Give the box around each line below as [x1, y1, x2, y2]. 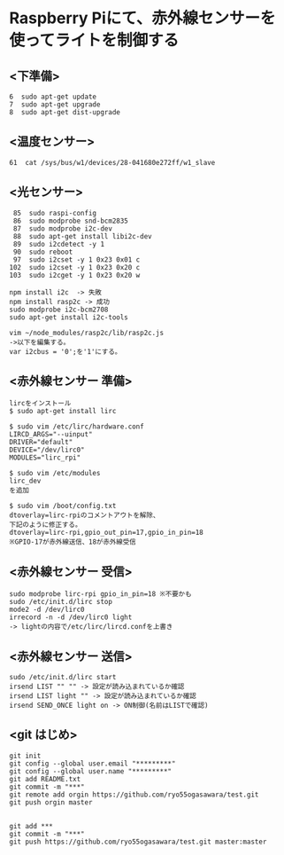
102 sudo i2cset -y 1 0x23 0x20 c [9, 263, 141, 271]
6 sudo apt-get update [9, 92, 97, 101]
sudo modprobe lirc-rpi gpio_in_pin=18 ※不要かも [9, 590, 192, 599]
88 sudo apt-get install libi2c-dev [12, 231, 152, 240]
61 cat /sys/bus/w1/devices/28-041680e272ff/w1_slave [9, 158, 216, 167]
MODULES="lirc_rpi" [9, 453, 81, 462]
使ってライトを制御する [9, 30, 180, 51]
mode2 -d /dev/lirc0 [9, 605, 86, 615]
